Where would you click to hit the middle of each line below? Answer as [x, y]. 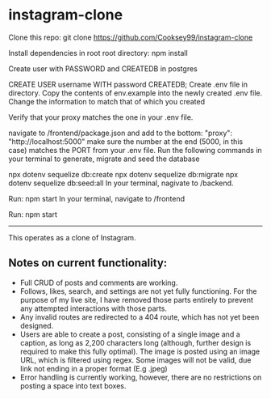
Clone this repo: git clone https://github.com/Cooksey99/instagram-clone [131, 37]
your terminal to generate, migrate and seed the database [104, 159]
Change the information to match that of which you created [107, 101]
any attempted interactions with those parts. [94, 308]
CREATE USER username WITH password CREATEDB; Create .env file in [128, 84]
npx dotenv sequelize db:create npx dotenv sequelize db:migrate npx [123, 174]
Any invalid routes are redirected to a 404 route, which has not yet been [140, 316]
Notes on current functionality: [88, 263]
